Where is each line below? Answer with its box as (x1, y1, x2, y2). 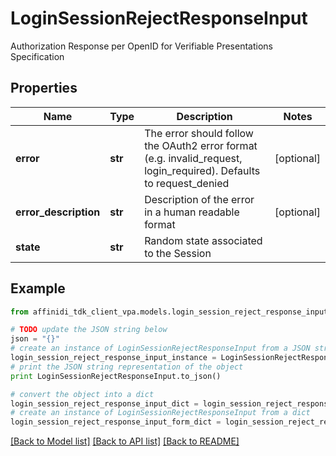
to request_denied (144, 176, 230, 190)
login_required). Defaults (144, 163, 261, 177)
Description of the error (144, 192, 255, 206)
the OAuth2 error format (144, 138, 258, 152)
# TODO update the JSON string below (10, 325, 168, 335)
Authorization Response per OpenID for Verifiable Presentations (10, 40, 273, 52)
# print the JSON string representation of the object (10, 362, 244, 372)
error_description (15, 205, 101, 219)
